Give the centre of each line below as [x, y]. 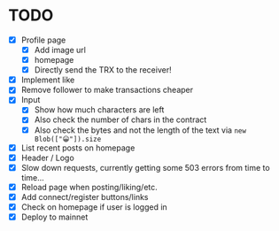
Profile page [43, 40]
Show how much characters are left [99, 110]
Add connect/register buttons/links [85, 196]
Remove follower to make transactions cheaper [107, 90]
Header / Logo [47, 158]
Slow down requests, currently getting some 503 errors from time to [146, 167]
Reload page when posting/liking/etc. [89, 187]
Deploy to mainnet [54, 217]
